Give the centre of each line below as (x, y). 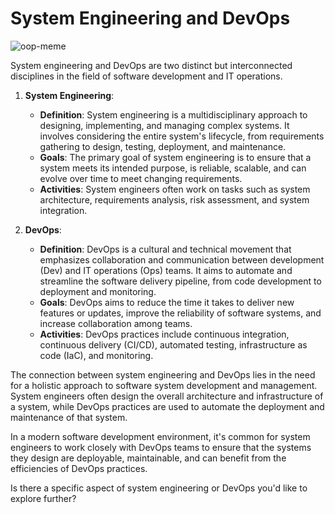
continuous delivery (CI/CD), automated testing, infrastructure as (173, 344)
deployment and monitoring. (98, 291)
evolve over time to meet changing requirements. (141, 178)
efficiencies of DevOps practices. (79, 468)
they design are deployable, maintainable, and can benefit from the (148, 458)
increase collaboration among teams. (116, 323)
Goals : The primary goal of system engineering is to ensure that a (175, 157)
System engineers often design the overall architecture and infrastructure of (167, 396)
